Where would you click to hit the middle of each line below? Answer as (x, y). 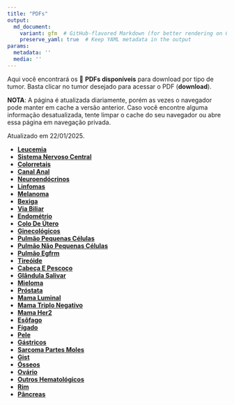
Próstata (30, 290)
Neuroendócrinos (43, 179)
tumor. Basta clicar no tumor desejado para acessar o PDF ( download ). (110, 86)
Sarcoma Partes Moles (51, 349)
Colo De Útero (38, 223)
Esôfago (30, 320)
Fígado (28, 327)
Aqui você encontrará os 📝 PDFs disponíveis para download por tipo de (110, 79)
